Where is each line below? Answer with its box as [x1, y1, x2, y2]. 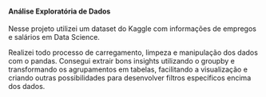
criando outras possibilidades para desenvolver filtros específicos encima [8, 73, 252, 83]
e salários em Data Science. [8, 33, 100, 42]
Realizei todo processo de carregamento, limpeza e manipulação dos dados [8, 48, 258, 57]
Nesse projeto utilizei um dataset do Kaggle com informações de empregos [8, 24, 257, 33]
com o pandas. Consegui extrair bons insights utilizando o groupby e [8, 56, 236, 66]
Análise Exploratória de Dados [8, 6, 111, 16]
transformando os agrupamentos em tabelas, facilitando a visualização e [8, 64, 248, 75]
